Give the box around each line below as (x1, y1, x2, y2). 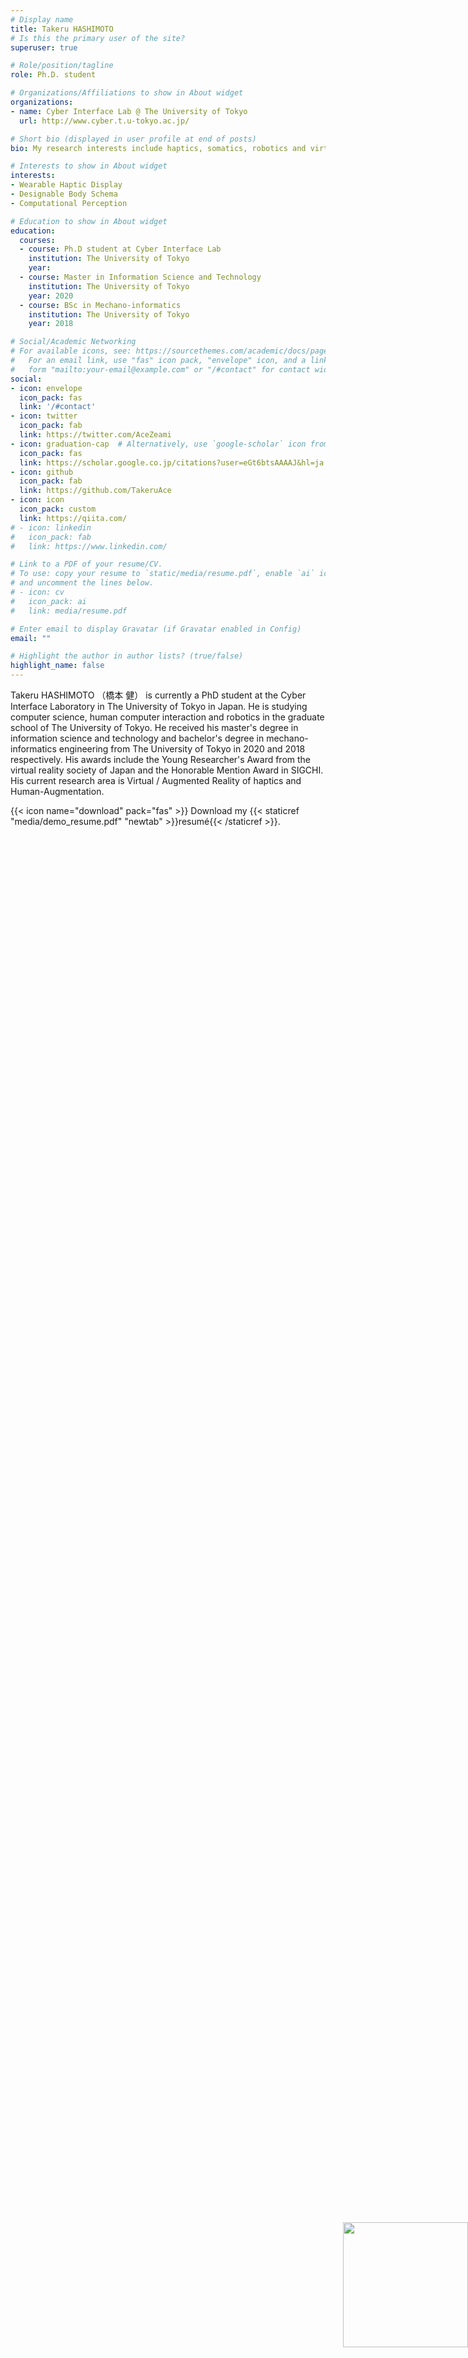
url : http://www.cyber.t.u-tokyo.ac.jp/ (19, 116, 190, 126)
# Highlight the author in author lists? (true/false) (10, 651, 244, 661)
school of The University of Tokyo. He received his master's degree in (10, 722, 299, 733)
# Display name (10, 14, 74, 25)
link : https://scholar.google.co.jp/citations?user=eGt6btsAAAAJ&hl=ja (19, 457, 325, 468)
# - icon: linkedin (10, 522, 92, 533)
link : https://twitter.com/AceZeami (19, 430, 172, 440)
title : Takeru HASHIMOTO (10, 24, 114, 34)
